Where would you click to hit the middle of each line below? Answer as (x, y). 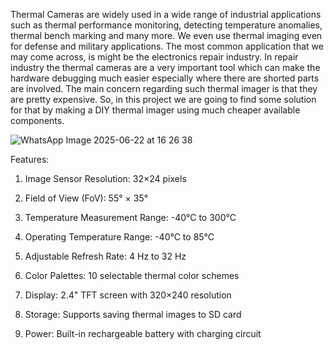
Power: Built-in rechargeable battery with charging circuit (143, 333)
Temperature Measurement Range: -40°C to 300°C (130, 217)
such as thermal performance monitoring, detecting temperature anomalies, (166, 25)
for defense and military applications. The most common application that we (167, 46)
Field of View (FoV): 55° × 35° (86, 198)
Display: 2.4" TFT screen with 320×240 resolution (128, 295)
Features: (30, 159)
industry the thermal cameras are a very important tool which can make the (165, 67)
